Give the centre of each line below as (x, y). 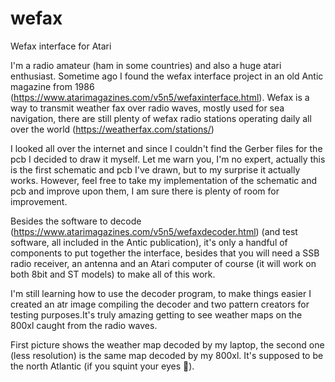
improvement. (39, 201)
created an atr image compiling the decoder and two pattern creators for (160, 304)
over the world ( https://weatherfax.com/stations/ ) (112, 129)
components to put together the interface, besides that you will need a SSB (165, 253)
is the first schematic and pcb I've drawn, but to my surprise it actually (155, 169)
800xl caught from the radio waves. (84, 325)
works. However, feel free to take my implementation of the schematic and (164, 180)
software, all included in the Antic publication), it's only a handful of (149, 242)
